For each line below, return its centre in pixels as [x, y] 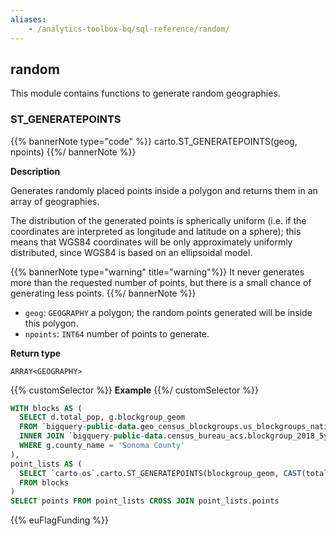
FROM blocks [44, 482]
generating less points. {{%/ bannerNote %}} [103, 293]
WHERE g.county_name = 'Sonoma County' [102, 446]
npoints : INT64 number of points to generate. [117, 333]
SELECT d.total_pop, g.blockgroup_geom [102, 417]
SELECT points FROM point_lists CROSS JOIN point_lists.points [145, 501]
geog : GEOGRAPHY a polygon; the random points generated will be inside [168, 312]
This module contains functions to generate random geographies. [145, 93]
